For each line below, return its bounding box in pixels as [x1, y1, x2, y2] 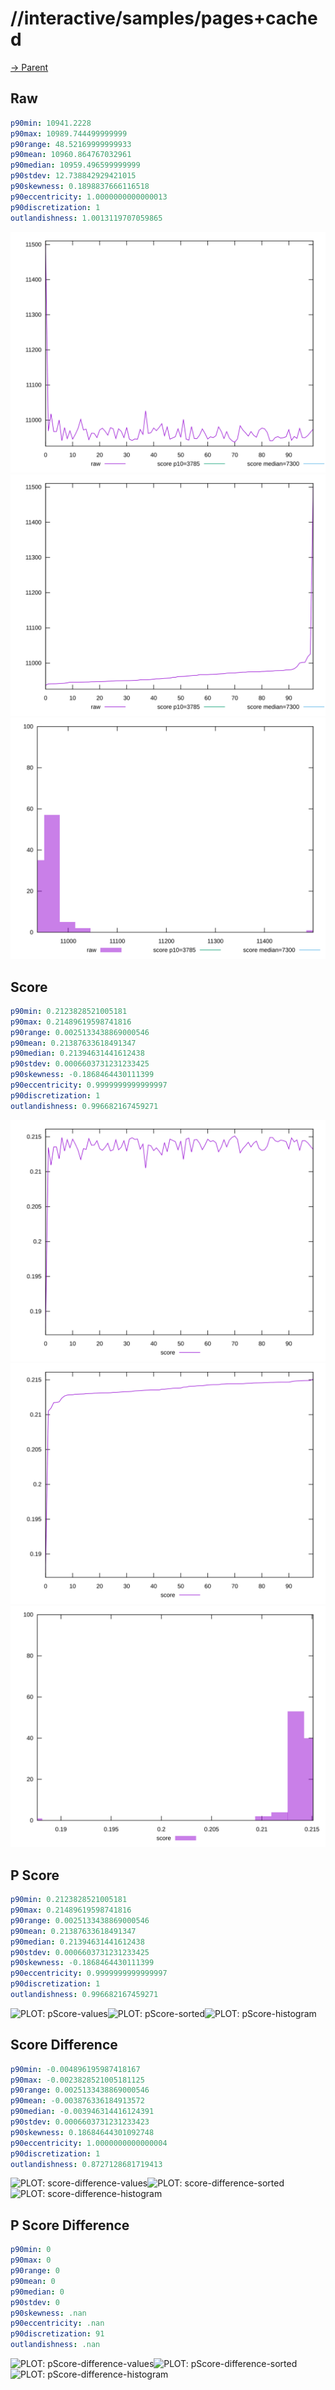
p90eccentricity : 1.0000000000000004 [10, 2138, 168, 2148]
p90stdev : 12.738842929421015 [10, 171, 137, 181]
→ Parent [10, 61, 49, 73]
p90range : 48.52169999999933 [10, 139, 132, 149]
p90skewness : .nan [10, 2308, 87, 2318]
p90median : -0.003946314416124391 [10, 2107, 155, 2117]
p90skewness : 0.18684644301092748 [10, 2127, 155, 2137]
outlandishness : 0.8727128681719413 [10, 2159, 163, 2169]
